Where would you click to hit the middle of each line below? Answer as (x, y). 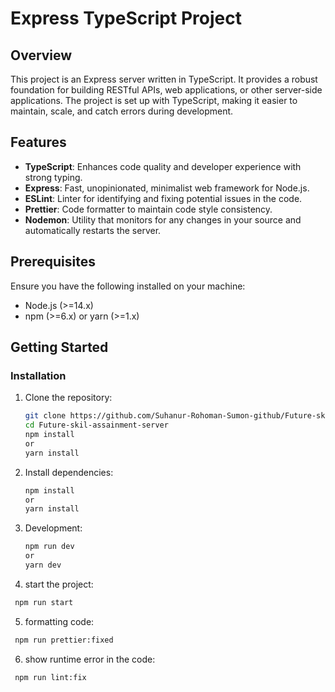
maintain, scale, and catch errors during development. (122, 111)
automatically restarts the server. (93, 230)
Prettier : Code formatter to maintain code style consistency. (148, 209)
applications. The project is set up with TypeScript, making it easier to (154, 100)
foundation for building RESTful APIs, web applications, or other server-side (166, 90)
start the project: (59, 584)
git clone (45, 416)
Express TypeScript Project (126, 18)
